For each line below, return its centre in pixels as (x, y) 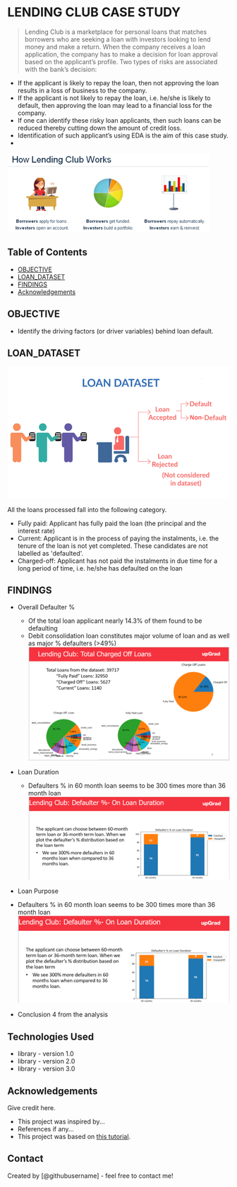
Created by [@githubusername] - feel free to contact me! (90, 1176)
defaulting (43, 628)
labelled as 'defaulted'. (50, 553)
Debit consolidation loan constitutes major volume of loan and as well (129, 636)
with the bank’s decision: (61, 69)
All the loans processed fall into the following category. (87, 509)
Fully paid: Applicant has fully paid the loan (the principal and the (112, 523)
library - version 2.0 (46, 1061)
